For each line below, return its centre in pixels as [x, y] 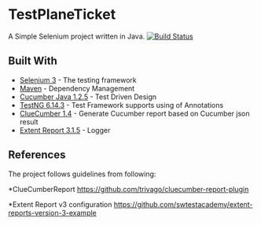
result [29, 122]
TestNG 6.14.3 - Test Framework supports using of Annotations [121, 105]
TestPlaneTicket [62, 15]
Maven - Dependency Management [77, 88]
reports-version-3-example [52, 212]
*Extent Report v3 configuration [60, 204]
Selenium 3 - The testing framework [78, 79]
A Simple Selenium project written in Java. [77, 36]
